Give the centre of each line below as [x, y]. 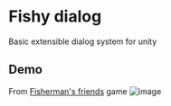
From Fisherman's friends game [68, 91]
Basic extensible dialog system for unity [83, 41]
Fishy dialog [55, 17]
